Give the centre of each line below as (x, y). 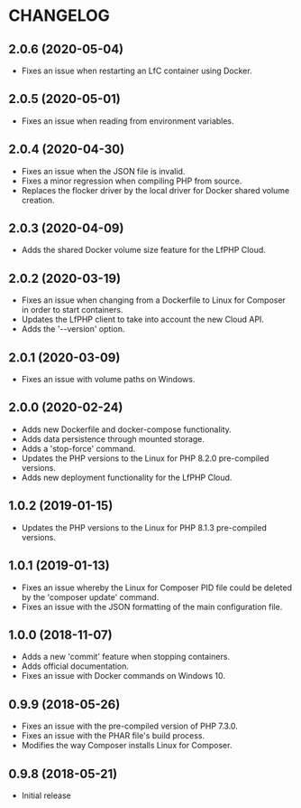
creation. (38, 200)
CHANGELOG (59, 16)
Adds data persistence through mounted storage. (113, 438)
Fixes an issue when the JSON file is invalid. (103, 171)
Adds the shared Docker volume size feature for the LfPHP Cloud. (144, 250)
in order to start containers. (72, 310)
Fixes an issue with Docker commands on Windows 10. (123, 676)
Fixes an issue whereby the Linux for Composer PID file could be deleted (156, 587)
